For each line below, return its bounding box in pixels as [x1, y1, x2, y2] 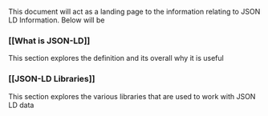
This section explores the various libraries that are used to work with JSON [8, 91, 256, 101]
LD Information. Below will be [8, 15, 105, 25]
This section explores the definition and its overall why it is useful [8, 54, 225, 63]
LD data [8, 100, 35, 110]
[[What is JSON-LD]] [8, 35, 91, 46]
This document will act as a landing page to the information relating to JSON [8, 7, 261, 16]
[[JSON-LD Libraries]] [8, 74, 95, 85]
